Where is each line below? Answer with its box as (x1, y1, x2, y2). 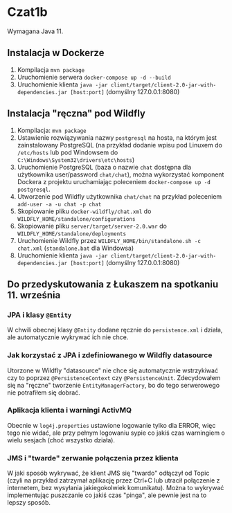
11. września (7, 289, 61, 301)
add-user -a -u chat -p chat (17, 201, 102, 208)
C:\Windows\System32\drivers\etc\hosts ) (17, 155, 135, 163)
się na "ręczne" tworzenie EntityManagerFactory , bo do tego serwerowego (7, 381, 220, 389)
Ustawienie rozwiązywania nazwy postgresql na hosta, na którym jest (17, 133, 217, 142)
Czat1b (7, 4, 48, 20)
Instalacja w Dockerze (7, 47, 105, 59)
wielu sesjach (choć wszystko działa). (7, 435, 116, 444)
